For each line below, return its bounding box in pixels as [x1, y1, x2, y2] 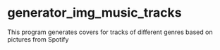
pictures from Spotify [7, 35, 69, 43]
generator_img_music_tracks [7, 5, 182, 21]
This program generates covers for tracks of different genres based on [7, 28, 213, 36]
